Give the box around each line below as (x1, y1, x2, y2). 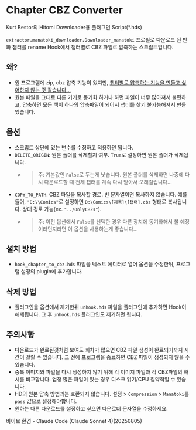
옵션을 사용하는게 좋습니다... (74, 225, 138, 232)
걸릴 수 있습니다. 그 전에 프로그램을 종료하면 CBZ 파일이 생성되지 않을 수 (25, 354, 190, 361)
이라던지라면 (37, 225, 67, 232)
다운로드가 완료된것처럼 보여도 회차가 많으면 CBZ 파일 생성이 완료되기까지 (14, 347, 183, 353)
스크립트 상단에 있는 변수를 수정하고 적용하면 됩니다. (14, 144, 133, 151)
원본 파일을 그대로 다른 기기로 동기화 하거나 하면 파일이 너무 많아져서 (14, 93, 171, 100)
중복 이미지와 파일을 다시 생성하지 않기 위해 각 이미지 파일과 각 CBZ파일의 (14, 368, 183, 375)
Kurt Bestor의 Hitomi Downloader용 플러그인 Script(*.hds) (6, 23, 142, 31)
